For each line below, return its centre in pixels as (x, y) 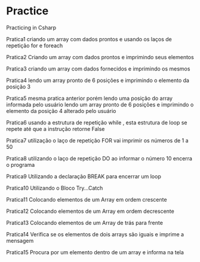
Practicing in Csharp (31, 28)
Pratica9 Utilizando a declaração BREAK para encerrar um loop (84, 176)
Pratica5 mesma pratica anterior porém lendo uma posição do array (90, 98)
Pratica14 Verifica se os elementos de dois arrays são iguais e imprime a (95, 234)
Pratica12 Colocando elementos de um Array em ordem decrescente (90, 211)
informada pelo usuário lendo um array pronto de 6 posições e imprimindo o (100, 104)
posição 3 (19, 86)
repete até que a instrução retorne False (56, 129)
